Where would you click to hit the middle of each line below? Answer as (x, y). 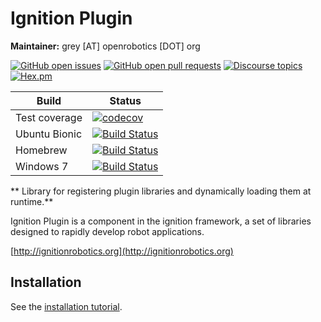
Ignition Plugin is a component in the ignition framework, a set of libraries (161, 221)
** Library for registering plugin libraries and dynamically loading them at (161, 191)
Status (125, 100)
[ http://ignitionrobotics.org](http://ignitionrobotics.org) (122, 251)
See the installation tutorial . (66, 306)
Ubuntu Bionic (49, 134)
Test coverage (49, 117)
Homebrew (41, 150)
